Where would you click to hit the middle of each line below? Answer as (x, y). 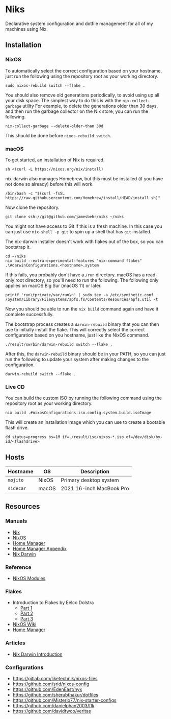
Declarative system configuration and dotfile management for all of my (79, 23)
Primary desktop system (90, 480)
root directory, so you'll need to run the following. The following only (87, 280)
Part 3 (27, 619)
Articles (15, 643)
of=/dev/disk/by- (144, 437)
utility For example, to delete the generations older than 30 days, (90, 106)
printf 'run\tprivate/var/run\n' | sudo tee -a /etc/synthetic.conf (79, 295)
